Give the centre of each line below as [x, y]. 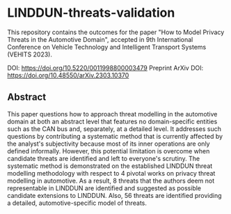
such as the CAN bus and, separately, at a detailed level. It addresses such [114, 129]
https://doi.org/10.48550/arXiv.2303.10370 [68, 75]
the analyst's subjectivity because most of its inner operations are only [109, 144]
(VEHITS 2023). [30, 54]
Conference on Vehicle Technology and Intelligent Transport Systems [107, 47]
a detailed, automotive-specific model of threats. [77, 203]
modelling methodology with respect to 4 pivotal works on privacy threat [111, 173]
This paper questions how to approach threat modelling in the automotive [112, 114]
